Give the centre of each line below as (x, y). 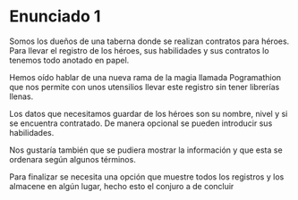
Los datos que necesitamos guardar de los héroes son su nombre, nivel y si (149, 113)
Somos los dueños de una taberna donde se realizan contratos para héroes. (149, 41)
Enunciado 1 (55, 17)
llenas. (21, 96)
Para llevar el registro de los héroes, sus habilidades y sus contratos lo (140, 50)
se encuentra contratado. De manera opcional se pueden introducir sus (141, 123)
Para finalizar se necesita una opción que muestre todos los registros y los (147, 177)
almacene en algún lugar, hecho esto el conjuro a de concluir (122, 186)
